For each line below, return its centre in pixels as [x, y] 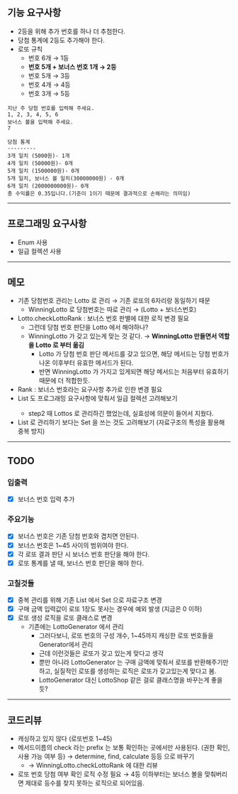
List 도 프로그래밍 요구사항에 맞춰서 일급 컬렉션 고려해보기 [97, 398]
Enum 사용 [33, 242]
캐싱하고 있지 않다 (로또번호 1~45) [65, 739]
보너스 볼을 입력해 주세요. [40, 122]
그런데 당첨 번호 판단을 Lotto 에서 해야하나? [88, 327]
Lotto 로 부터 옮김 [60, 345]
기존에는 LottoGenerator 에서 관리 [76, 627]
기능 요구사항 [34, 13]
